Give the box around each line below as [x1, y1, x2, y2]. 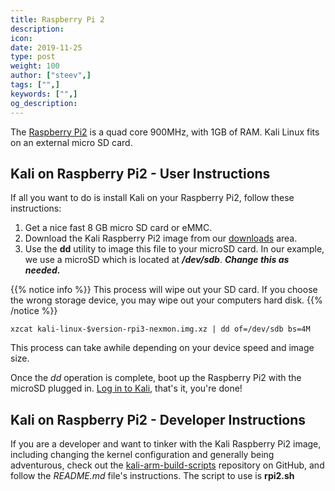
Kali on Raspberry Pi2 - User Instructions [10, 165, 271, 182]
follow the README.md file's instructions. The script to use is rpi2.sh [10, 470, 295, 482]
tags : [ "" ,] [10, 80, 60, 90]
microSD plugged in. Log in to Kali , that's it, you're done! [10, 382, 243, 395]
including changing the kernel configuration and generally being [10, 449, 275, 461]
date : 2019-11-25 [10, 42, 83, 53]
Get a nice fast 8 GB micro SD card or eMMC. [24, 222, 213, 234]
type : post [10, 52, 56, 62]
